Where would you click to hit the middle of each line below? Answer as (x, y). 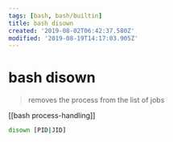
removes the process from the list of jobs (96, 100)
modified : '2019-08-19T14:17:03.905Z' (73, 38)
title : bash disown (41, 23)
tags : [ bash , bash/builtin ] (56, 16)
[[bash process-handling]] (52, 116)
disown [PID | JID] (37, 130)
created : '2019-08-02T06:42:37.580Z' (72, 30)
